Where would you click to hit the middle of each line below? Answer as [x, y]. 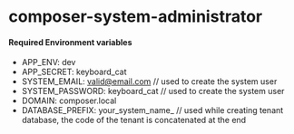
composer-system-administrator [136, 17]
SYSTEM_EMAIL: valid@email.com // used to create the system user [149, 81]
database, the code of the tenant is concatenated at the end [134, 120]
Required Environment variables [70, 42]
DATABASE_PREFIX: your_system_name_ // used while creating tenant [152, 110]
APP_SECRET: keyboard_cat [74, 72]
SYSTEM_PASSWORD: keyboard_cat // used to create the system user [153, 91]
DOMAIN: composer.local [69, 100]
